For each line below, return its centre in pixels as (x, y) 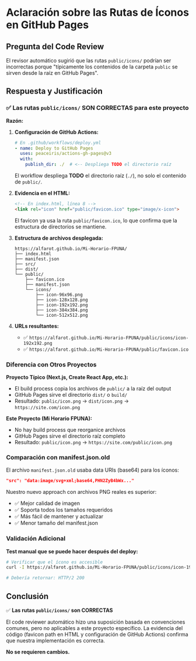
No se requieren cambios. (38, 652)
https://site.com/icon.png (47, 408)
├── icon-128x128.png (62, 300)
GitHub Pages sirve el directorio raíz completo (70, 436)
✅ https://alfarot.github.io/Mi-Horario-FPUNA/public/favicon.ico (106, 349)
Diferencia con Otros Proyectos (51, 364)
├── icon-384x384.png (62, 310)
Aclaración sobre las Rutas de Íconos (98, 13)
